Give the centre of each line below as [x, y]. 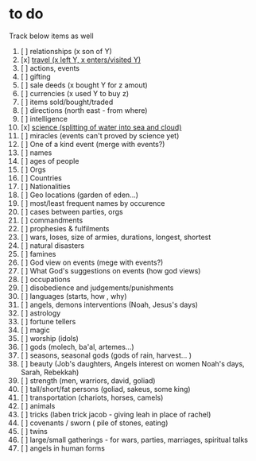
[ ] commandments [52, 220]
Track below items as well [51, 36]
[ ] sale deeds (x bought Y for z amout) [84, 85]
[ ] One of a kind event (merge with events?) [93, 144]
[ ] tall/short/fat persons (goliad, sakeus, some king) [105, 389]
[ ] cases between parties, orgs [72, 211]
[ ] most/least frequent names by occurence [93, 203]
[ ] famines [38, 254]
